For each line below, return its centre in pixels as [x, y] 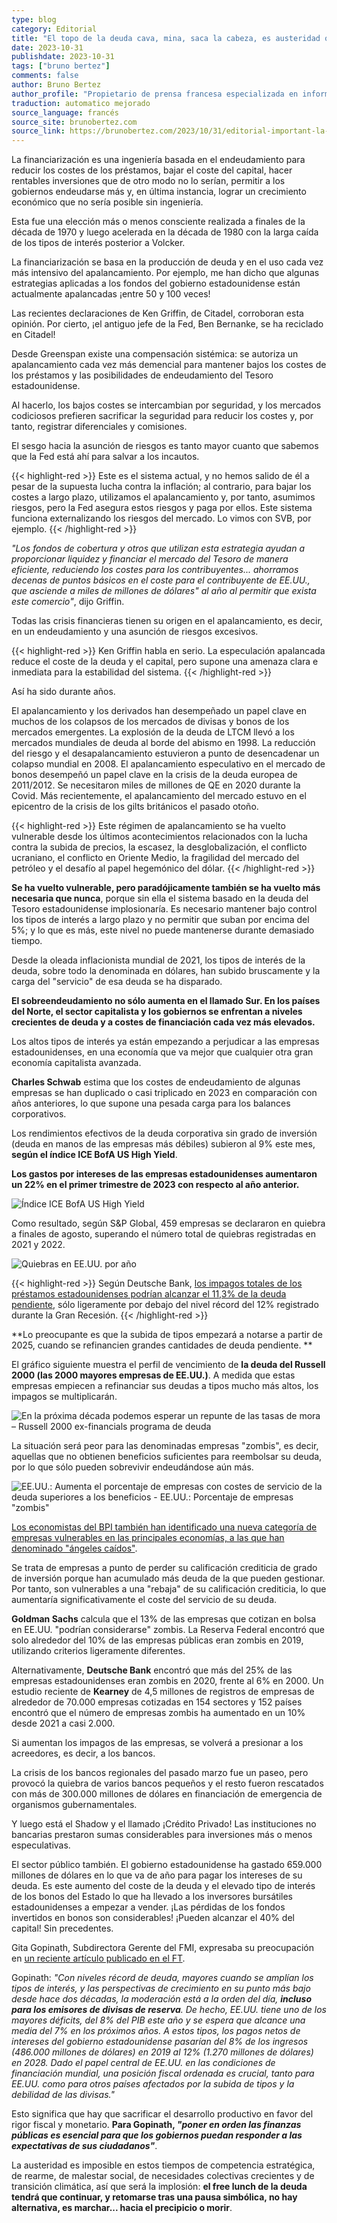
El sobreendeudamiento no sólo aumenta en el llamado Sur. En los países [166, 1001]
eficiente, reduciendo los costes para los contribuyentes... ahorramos [155, 570]
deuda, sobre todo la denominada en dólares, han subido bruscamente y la [166, 971]
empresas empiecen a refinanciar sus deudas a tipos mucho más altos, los [165, 1386]
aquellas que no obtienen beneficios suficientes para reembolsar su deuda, [167, 1457]
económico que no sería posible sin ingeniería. [107, 202]
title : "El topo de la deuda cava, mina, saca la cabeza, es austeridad [166, 38]
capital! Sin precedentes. [62, 1928]
